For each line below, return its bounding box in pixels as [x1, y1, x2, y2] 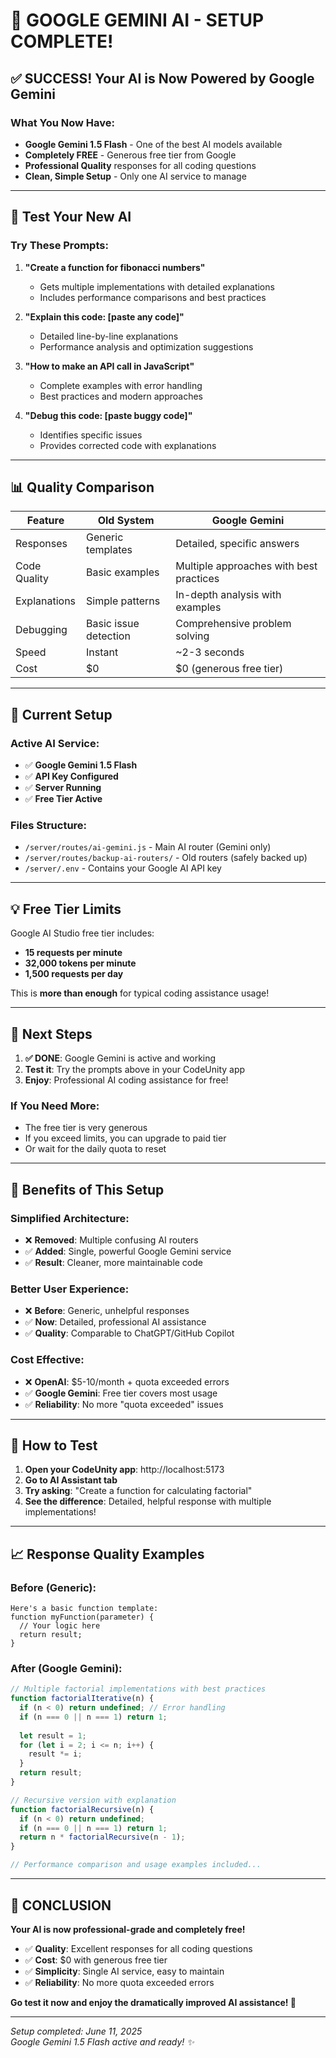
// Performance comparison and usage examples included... [10, 1860, 262, 1870]
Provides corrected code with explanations [39, 439, 217, 451]
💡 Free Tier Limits [10, 900, 122, 918]
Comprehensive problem [175, 617, 292, 631]
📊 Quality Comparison [10, 479, 155, 496]
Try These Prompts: [10, 239, 109, 253]
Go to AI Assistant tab [24, 1474, 118, 1486]
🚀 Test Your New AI [10, 209, 132, 226]
